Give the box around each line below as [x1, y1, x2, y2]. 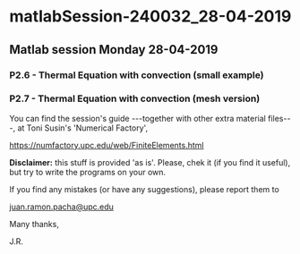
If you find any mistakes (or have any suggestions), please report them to [9, 183, 279, 194]
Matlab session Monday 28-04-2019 [9, 42, 219, 57]
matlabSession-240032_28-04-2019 [9, 6, 292, 27]
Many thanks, [9, 218, 60, 229]
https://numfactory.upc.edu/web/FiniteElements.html [9, 140, 204, 150]
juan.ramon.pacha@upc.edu [9, 201, 115, 212]
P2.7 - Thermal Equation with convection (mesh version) [9, 92, 261, 105]
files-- [267, 113, 291, 123]
